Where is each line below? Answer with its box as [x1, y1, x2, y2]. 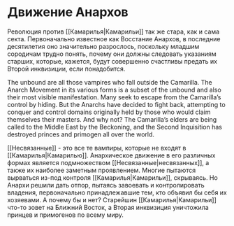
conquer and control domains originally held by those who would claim [7, 108, 211, 116]
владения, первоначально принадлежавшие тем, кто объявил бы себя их [7, 188, 227, 197]
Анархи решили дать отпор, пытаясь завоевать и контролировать [7, 181, 205, 189]
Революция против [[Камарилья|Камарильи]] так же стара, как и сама [7, 27, 220, 36]
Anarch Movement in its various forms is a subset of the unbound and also [7, 85, 221, 94]
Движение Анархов [7, 4, 129, 20]
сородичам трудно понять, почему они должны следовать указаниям [7, 50, 217, 58]
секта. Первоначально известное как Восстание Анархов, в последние [7, 34, 221, 43]
